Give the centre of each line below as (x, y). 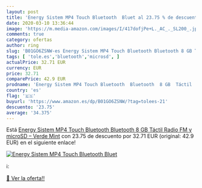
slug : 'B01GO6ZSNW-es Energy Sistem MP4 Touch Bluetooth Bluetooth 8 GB (99, 51)
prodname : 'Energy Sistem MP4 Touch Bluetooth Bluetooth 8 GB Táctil (99, 85)
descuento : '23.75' (31, 107)
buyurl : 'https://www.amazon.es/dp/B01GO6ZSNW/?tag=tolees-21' (87, 101)
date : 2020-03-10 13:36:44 (40, 23)
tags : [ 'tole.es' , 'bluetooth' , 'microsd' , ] (63, 57)
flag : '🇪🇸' (21, 96)
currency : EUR (24, 68)
